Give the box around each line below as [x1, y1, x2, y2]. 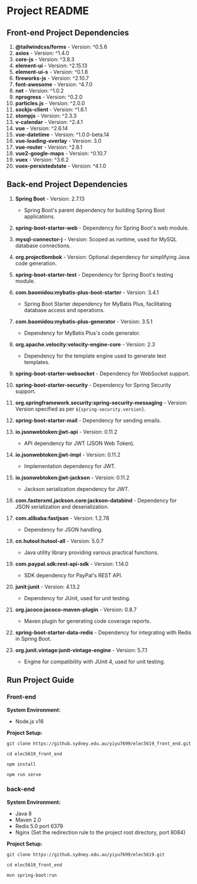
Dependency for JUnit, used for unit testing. [24, 594, 131, 601]
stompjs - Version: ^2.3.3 [15, 112, 77, 119]
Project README [6, 4, 89, 18]
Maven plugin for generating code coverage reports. [24, 617, 152, 624]
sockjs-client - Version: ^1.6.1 [15, 106, 87, 113]
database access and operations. [24, 306, 105, 313]
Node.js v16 [15, 718, 44, 725]
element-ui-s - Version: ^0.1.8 [15, 68, 88, 75]
